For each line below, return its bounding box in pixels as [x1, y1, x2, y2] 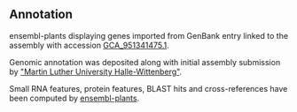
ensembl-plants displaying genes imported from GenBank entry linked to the [9, 30, 289, 41]
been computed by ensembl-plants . [9, 93, 140, 103]
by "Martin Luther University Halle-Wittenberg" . [9, 66, 183, 77]
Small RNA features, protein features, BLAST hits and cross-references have [9, 83, 288, 93]
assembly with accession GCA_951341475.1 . [9, 40, 170, 50]
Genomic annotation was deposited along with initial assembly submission [9, 56, 281, 67]
